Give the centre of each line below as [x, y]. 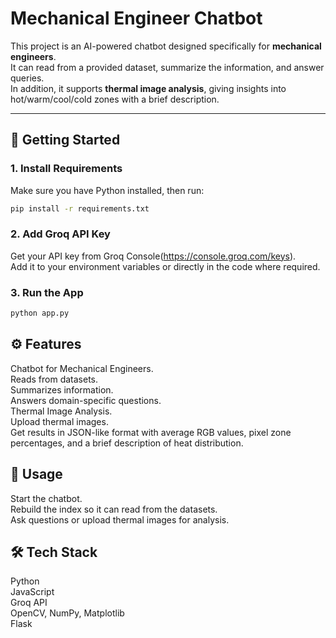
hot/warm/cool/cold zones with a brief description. [115, 99]
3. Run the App [47, 292]
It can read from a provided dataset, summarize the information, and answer [167, 67]
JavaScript [32, 592]
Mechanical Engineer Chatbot [136, 18]
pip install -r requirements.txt [80, 208]
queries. [27, 78]
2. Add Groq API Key [60, 234]
